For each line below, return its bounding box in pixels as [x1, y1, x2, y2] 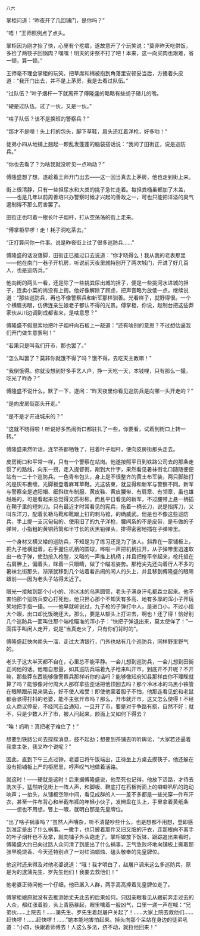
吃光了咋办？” [6, 375, 40, 382]
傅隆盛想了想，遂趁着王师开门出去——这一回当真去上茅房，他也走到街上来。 [6, 174, 194, 180]
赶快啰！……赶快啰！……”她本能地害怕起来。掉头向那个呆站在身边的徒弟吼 [6, 916, 188, 923]
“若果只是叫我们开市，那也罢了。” [6, 342, 87, 349]
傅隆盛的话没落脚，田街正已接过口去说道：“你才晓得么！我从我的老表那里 [6, 252, 186, 258]
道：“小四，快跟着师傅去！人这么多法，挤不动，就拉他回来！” [6, 923, 157, 931]
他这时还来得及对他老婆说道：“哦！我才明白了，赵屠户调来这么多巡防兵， [6, 861, 186, 868]
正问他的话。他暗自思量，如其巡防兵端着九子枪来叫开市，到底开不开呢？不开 [6, 666, 194, 672]
